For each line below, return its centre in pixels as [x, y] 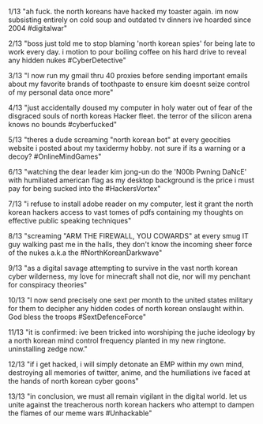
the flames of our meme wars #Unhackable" [80, 413]
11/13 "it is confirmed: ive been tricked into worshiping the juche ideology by [132, 332]
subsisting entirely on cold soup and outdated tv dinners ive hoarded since [130, 20]
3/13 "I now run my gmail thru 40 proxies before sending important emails [128, 75]
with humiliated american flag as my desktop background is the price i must [131, 180]
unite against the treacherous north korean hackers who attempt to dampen [131, 405]
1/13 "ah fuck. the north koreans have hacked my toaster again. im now [124, 11]
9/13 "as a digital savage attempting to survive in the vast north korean [123, 268]
